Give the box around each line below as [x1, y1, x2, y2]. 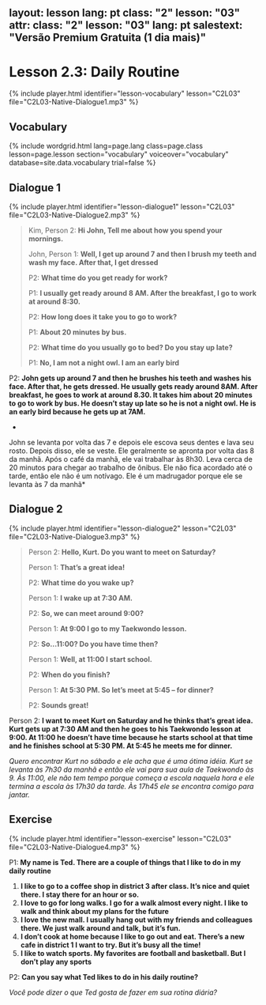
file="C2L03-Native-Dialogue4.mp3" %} [9, 842, 140, 852]
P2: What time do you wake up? [28, 577, 134, 588]
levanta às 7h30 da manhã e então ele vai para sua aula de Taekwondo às [9, 765, 254, 774]
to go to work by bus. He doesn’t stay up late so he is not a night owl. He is [9, 399, 257, 408]
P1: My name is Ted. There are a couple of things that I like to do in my [9, 857, 242, 867]
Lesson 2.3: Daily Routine [9, 62, 180, 81]
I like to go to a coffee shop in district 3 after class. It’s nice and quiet [20, 881, 250, 890]
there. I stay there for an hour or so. [20, 890, 140, 899]
